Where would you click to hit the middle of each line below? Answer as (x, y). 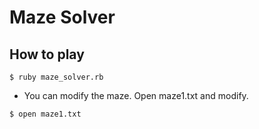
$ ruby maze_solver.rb (56, 77)
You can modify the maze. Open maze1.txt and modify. (136, 95)
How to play (47, 54)
